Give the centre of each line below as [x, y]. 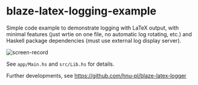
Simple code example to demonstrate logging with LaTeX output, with [93, 28]
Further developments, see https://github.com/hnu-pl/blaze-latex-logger [96, 75]
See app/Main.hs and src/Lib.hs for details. [60, 64]
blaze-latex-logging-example [81, 11]
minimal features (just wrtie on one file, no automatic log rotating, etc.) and [99, 34]
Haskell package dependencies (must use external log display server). [94, 40]
